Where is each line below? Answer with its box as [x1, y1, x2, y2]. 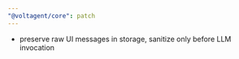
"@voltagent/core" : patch [7, 11, 95, 20]
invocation [19, 42, 54, 53]
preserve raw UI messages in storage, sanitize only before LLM [19, 34, 232, 44]
